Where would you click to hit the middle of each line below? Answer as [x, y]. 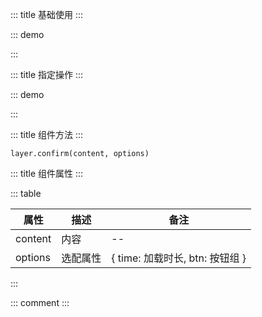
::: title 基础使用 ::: [47, 14]
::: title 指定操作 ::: [47, 74]
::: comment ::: [40, 302]
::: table [26, 193]
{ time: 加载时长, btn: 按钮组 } [179, 258]
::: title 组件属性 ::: [47, 173]
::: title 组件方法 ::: [47, 134]
